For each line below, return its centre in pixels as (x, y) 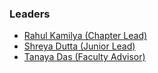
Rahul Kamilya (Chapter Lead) (85, 36)
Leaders (30, 14)
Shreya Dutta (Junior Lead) (79, 46)
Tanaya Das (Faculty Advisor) (84, 57)
